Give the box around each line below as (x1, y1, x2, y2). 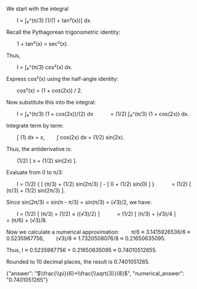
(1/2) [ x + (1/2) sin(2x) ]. (17, 157, 77, 164)
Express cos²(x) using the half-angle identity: (6, 75, 119, 82)
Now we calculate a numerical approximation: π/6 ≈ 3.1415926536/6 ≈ (6, 229, 191, 235)
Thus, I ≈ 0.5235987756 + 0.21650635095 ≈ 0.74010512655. (6, 247, 157, 253)
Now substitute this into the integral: (6, 99, 96, 106)
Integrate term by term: (6, 122, 64, 129)
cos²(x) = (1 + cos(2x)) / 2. (17, 87, 83, 94)
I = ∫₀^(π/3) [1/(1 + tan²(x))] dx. (17, 17, 92, 24)
